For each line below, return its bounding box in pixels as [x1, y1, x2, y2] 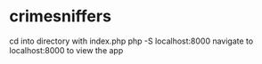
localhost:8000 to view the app [9, 44, 124, 55]
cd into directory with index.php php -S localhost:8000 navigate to [9, 36, 254, 46]
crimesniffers [9, 6, 111, 27]
